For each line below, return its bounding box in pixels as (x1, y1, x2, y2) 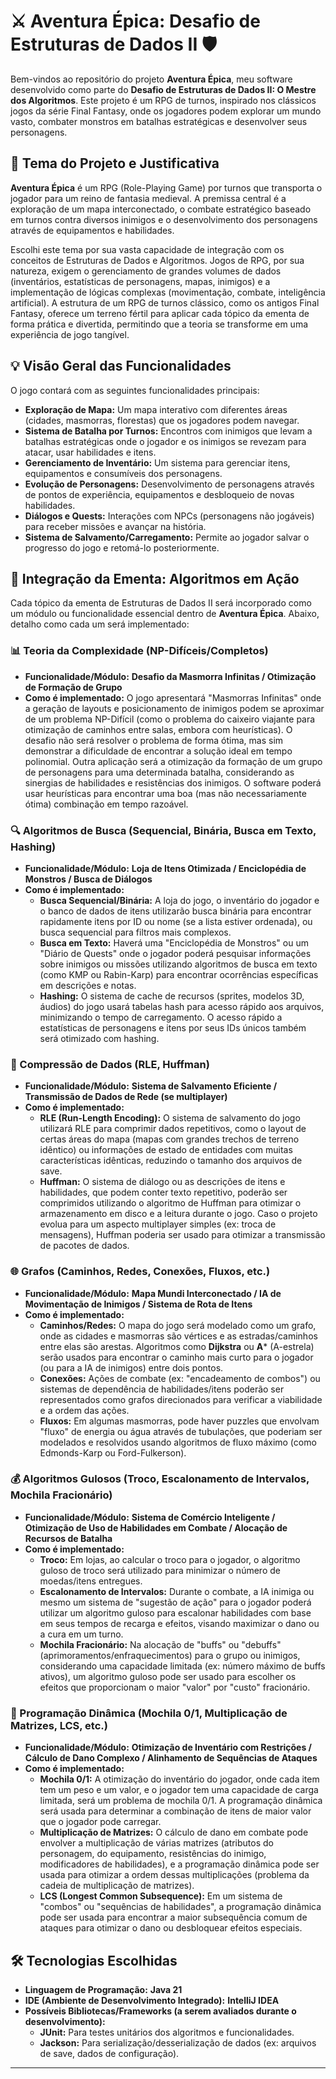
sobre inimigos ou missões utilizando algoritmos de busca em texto (39, 958, 318, 970)
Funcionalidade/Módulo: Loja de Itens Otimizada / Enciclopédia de (24, 862, 307, 874)
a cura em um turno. (39, 1628, 124, 1640)
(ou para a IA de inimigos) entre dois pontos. (39, 1361, 224, 1374)
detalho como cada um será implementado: (10, 618, 190, 630)
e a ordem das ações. (39, 1404, 130, 1416)
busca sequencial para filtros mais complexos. (39, 926, 232, 938)
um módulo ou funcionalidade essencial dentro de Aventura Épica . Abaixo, (10, 608, 320, 620)
